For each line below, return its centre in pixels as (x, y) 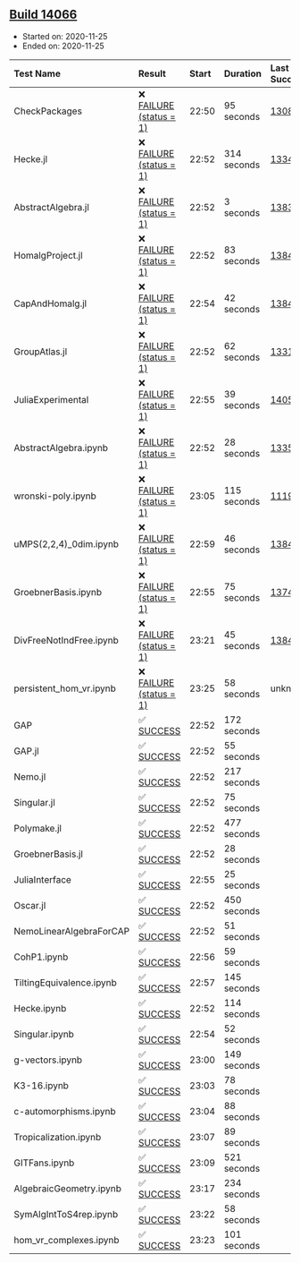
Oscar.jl (30, 905)
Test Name (37, 73)
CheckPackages (48, 111)
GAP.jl (26, 751)
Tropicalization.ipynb (58, 1137)
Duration (242, 73)
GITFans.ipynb (44, 1163)
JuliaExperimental (51, 399)
